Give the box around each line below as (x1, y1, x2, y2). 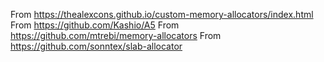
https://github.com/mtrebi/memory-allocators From (10, 30, 222, 41)
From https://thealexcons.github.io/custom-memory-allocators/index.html (10, 9, 314, 20)
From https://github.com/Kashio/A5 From (10, 19, 180, 31)
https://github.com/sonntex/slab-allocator (10, 40, 183, 52)
